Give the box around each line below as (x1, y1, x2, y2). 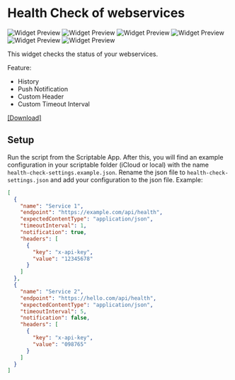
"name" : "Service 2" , (20, 288, 84, 295)
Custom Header (17, 92, 64, 101)
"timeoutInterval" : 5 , (20, 308, 87, 315)
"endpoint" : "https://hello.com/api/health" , (20, 294, 157, 302)
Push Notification (17, 84, 69, 93)
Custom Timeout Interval (17, 99, 90, 108)
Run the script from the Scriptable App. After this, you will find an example (7, 152, 224, 161)
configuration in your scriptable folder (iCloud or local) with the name (7, 160, 209, 169)
